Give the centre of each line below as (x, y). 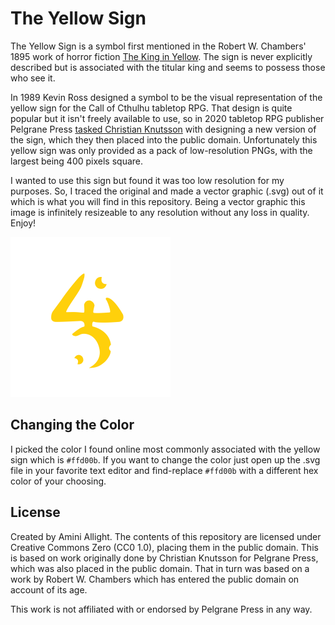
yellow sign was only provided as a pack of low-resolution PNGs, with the (161, 150)
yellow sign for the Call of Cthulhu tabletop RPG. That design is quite (151, 108)
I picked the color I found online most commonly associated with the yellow (165, 449)
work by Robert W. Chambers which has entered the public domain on (155, 579)
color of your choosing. (58, 481)
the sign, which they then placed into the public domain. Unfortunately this (164, 139)
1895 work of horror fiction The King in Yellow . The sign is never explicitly (161, 56)
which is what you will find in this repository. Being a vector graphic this (158, 201)
